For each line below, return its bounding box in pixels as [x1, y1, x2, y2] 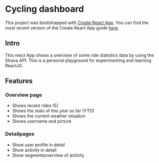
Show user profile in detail [12, 141, 65, 148]
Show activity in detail [12, 147, 57, 153]
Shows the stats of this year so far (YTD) [12, 108, 94, 114]
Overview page [5, 92, 43, 99]
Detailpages [5, 131, 35, 137]
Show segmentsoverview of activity [12, 152, 85, 158]
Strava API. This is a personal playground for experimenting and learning [5, 57, 152, 63]
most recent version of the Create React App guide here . [5, 25, 119, 30]
